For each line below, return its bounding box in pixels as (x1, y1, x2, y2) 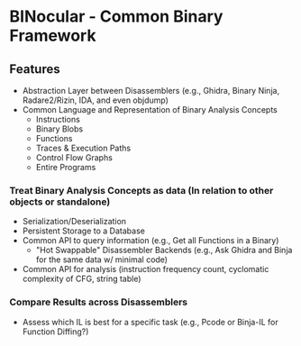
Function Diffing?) (22, 326, 89, 337)
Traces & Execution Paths (35, 142, 132, 153)
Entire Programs (35, 162, 96, 172)
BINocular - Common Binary (9, 6, 223, 27)
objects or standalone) (9, 196, 111, 208)
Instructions (35, 114, 81, 124)
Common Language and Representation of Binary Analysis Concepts (22, 105, 278, 114)
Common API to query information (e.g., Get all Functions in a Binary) (22, 235, 279, 246)
